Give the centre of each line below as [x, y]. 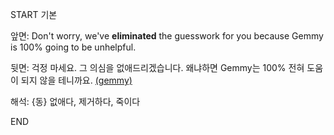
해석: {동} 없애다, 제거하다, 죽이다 [75, 101]
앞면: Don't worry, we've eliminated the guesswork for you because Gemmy [167, 36]
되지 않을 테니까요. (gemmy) [76, 80]
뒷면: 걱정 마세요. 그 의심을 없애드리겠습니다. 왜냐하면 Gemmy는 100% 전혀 [157, 67]
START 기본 [34, 14]
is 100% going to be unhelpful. [73, 47]
